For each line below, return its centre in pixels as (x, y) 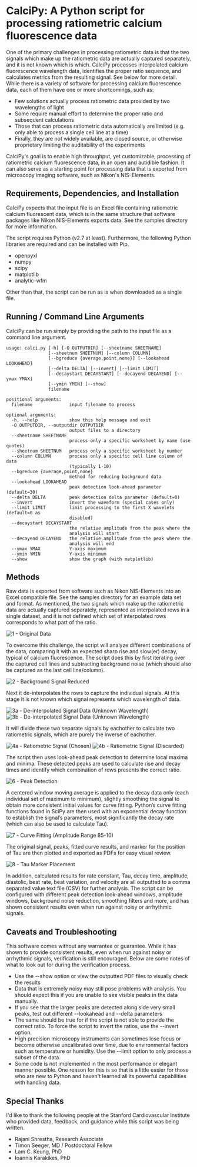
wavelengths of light (39, 107)
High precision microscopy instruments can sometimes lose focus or (98, 1039)
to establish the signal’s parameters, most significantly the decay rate (90, 818)
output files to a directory (105, 430)
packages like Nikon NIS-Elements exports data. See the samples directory (97, 220)
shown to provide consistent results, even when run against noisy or (89, 952)
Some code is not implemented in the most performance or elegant (96, 1064)
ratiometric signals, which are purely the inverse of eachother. (81, 734)
